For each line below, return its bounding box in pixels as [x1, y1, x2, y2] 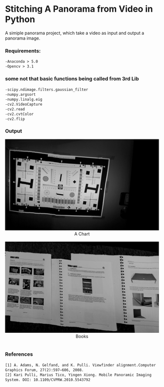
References [5, 351, 33, 358]
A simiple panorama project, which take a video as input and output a [5, 30, 144, 36]
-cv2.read [5, 107, 25, 112]
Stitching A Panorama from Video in [5, 3, 153, 15]
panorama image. [5, 35, 41, 41]
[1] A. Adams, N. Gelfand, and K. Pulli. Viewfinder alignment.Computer [5, 363, 156, 367]
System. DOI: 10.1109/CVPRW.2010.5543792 [5, 377, 91, 382]
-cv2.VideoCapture [5, 102, 42, 107]
